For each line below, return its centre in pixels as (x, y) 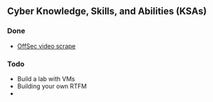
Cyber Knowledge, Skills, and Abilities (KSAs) (107, 11)
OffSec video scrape (46, 46)
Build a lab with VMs (46, 79)
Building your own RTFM (52, 86)
